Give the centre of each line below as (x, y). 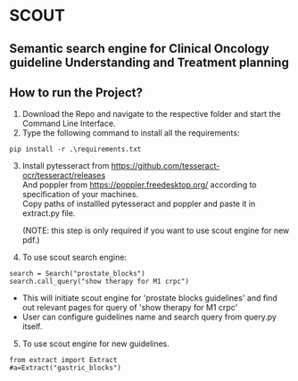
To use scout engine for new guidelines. (95, 344)
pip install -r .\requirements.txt (75, 149)
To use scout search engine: (74, 257)
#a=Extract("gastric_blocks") (66, 368)
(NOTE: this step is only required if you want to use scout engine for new (156, 231)
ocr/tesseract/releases (64, 176)
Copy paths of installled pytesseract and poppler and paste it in (139, 204)
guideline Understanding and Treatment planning (149, 62)
